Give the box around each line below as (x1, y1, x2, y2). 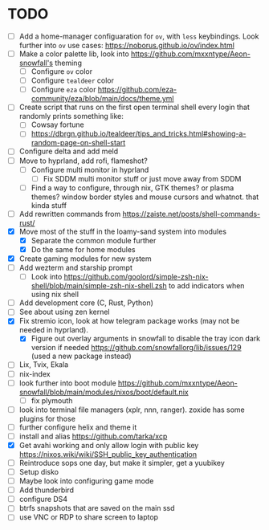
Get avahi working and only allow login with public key (18, 440, 199, 450)
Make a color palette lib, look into (18, 49, 129, 59)
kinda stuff (31, 200, 67, 210)
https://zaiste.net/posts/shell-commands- (122, 209, 261, 218)
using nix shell (31, 290, 79, 300)
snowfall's (18, 58, 54, 68)
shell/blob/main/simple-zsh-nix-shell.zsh (31, 281, 167, 291)
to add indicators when (168, 281, 245, 291)
